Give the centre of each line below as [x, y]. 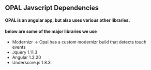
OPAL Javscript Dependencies [52, 8]
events [19, 47]
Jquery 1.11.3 [25, 52]
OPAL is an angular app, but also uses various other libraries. [68, 20]
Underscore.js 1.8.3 [31, 63]
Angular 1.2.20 [26, 57]
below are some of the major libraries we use [51, 31]
